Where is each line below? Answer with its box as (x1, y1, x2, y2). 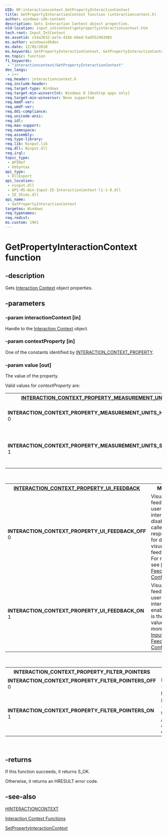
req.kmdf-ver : (5, 100, 35, 105)
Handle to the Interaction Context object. (5, 325, 88, 331)
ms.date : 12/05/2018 (5, 44, 48, 49)
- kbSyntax (7, 165, 30, 170)
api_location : (5, 179, 35, 184)
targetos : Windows (5, 206, 43, 211)
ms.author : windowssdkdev (5, 40, 59, 45)
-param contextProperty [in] (5, 338, 76, 345)
